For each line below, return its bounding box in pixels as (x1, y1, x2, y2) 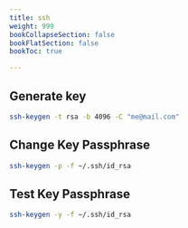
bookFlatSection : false (9, 38, 99, 48)
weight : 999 (9, 22, 54, 31)
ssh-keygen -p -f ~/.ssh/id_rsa (9, 161, 131, 170)
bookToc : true (9, 47, 63, 56)
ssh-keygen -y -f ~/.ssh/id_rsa (9, 210, 131, 220)
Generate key (9, 88, 87, 104)
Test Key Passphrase (9, 186, 131, 202)
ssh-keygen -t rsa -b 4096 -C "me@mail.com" (9, 112, 180, 121)
